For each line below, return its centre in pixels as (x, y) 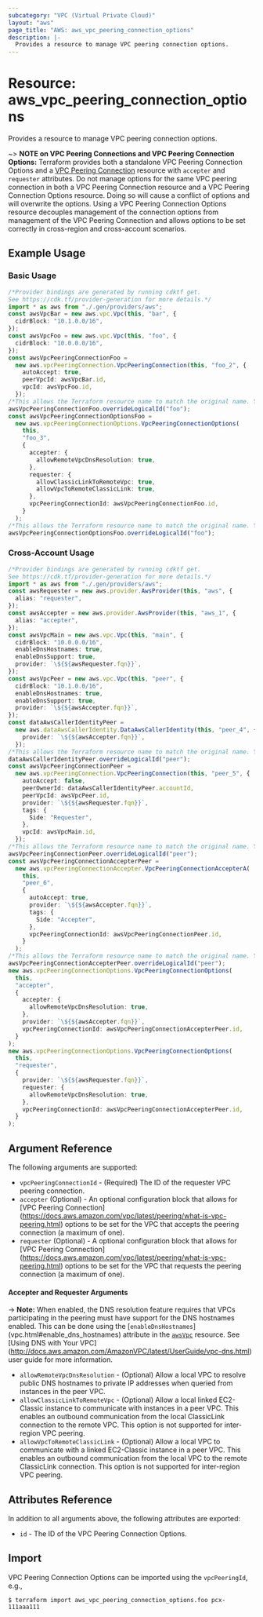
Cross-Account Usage (51, 553)
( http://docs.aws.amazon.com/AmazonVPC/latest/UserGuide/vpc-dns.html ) (130, 1352)
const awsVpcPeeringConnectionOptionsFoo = (80, 416)
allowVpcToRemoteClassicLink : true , (96, 489)
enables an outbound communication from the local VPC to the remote (133, 1458)
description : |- (34, 37)
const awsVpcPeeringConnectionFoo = (68, 358)
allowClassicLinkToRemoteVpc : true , (96, 482)
